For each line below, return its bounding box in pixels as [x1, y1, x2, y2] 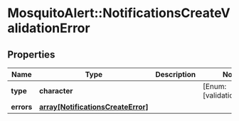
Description [155, 70, 196, 79]
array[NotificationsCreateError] [38, 102, 149, 112]
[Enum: [202, 82, 227, 91]
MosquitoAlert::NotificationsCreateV [7, 5, 230, 21]
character [38, 86, 73, 95]
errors [11, 102, 33, 112]
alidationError [7, 20, 90, 36]
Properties [7, 48, 55, 60]
